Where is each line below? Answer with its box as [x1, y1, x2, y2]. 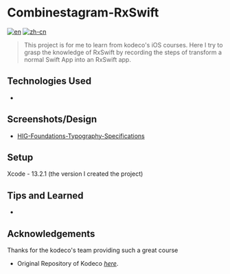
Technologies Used [7, 76, 91, 87]
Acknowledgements [7, 228, 95, 240]
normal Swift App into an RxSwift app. [23, 55, 132, 63]
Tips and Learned [7, 190, 84, 201]
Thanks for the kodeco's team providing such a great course [7, 246, 179, 254]
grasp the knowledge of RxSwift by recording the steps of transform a [23, 48, 222, 56]
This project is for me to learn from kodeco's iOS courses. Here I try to [23, 41, 223, 49]
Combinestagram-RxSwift [7, 5, 159, 21]
